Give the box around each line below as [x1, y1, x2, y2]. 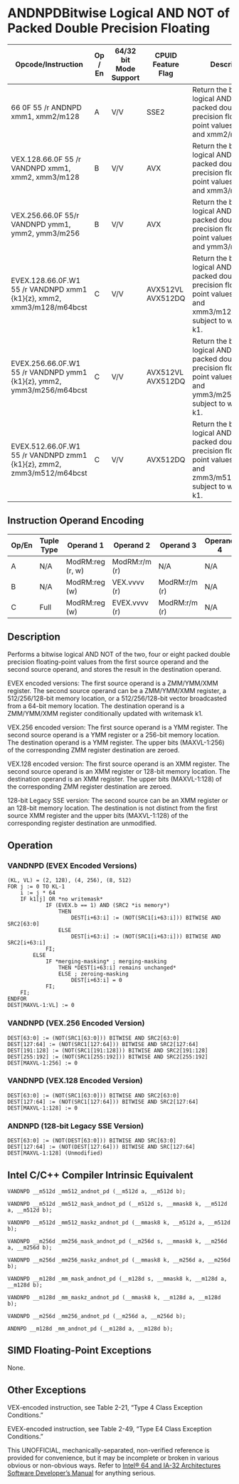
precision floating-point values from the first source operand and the [7, 657, 209, 666]
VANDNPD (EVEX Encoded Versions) [7, 861, 137, 871]
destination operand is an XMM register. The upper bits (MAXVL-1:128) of [7, 774, 222, 783]
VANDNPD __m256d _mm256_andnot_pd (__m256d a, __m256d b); [7, 1312, 186, 1320]
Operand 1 [67, 540, 105, 550]
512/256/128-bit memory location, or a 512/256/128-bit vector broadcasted [7, 694, 228, 702]
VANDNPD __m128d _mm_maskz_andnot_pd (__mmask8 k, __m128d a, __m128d [7, 1294, 221, 1301]
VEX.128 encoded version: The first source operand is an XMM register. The [7, 759, 230, 768]
